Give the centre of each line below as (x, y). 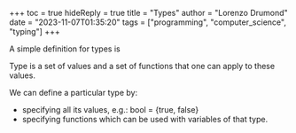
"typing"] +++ (35, 31)
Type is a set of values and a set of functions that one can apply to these (142, 66)
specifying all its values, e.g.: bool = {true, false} (110, 110)
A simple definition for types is (65, 49)
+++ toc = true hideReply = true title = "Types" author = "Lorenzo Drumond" (148, 13)
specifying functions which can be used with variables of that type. (145, 119)
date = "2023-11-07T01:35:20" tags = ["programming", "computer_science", (148, 22)
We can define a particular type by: (74, 93)
